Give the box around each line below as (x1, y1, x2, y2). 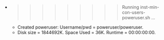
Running (121, 4, 139, 10)
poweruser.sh (121, 15, 150, 20)
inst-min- (139, 4, 159, 10)
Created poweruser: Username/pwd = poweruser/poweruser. (17, 24, 143, 30)
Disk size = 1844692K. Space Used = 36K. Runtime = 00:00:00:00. (17, 30, 156, 35)
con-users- (121, 9, 146, 15)
